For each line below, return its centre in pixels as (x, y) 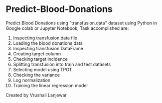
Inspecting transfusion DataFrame (48, 48)
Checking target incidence (40, 59)
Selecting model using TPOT (42, 69)
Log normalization (32, 80)
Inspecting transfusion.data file (45, 38)
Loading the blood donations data (48, 43)
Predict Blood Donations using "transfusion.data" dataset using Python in (82, 23)
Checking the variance (36, 75)
